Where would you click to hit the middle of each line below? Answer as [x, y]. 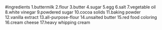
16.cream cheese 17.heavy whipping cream [48, 22]
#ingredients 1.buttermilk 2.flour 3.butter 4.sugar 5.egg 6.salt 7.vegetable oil [81, 7]
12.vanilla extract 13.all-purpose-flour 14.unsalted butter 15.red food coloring [81, 17]
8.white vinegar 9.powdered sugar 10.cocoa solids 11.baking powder [73, 12]
